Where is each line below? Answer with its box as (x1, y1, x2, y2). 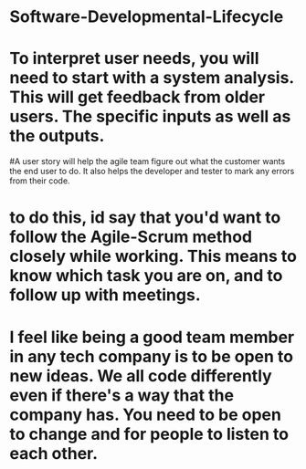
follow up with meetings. (9, 285, 201, 306)
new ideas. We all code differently (9, 365, 272, 386)
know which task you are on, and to (9, 266, 283, 287)
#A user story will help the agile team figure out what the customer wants (9, 156, 286, 167)
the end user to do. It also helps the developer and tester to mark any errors (9, 166, 295, 177)
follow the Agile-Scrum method (9, 226, 253, 247)
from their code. (9, 175, 70, 186)
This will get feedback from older (9, 87, 266, 108)
